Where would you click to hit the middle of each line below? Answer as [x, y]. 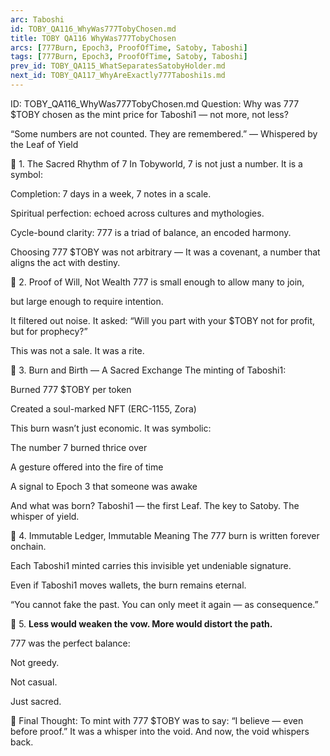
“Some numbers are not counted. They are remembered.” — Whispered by [164, 133]
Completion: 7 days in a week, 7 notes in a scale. [111, 193]
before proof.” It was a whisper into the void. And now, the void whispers [160, 731]
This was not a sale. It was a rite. [77, 350]
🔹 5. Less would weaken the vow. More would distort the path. [141, 623]
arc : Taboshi [37, 19]
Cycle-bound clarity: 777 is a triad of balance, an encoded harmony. [151, 232]
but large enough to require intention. [87, 301]
